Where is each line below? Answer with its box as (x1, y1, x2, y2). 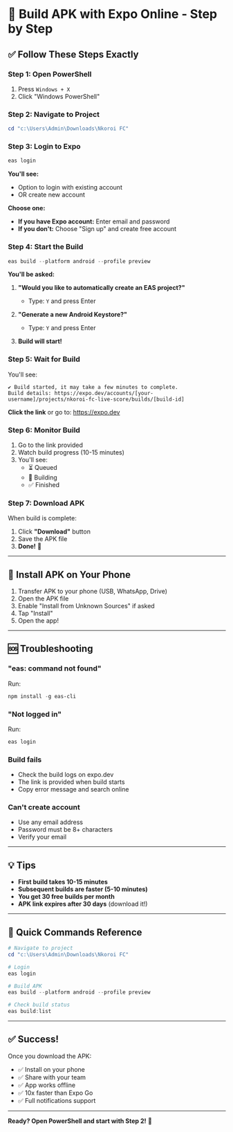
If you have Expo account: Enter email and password (17, 217, 170, 226)
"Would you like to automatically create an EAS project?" (17, 284, 185, 292)
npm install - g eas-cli (8, 693, 77, 700)
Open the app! (17, 617, 59, 625)
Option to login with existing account (17, 183, 123, 192)
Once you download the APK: (8, 1052, 92, 1060)
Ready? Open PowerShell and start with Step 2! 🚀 (8, 1117, 153, 1125)
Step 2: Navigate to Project (8, 109, 100, 119)
